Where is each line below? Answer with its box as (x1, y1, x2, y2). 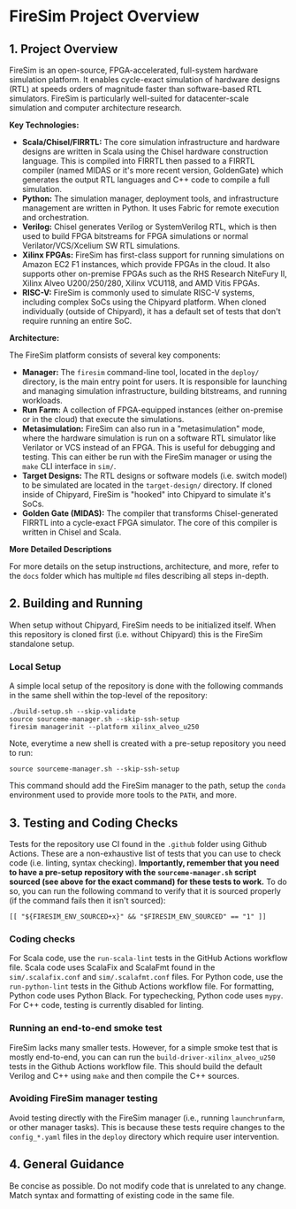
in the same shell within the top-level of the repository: (9, 690, 208, 701)
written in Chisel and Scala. (21, 527, 122, 537)
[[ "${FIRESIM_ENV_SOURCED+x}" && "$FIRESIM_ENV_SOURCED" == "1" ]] (9, 912, 267, 921)
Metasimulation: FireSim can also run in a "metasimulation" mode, (21, 423, 265, 434)
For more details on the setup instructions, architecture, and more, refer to (9, 561, 279, 572)
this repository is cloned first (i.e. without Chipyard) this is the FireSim (9, 628, 263, 639)
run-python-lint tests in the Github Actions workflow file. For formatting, (9, 981, 275, 992)
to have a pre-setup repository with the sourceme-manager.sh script (9, 866, 257, 877)
